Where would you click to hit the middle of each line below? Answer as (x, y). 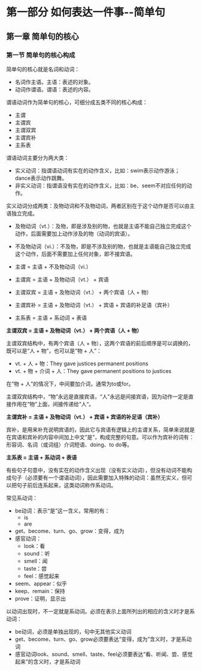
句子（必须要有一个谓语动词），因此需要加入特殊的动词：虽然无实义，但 (99, 478)
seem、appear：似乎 (41, 583)
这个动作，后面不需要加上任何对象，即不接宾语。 (75, 254)
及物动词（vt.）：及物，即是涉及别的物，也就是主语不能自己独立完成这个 (103, 226)
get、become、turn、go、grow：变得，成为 (69, 531)
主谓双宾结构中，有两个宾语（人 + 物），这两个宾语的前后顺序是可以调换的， (100, 343)
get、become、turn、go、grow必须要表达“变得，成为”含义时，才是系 (100, 639)
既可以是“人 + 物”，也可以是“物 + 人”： (54, 351)
